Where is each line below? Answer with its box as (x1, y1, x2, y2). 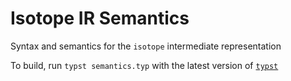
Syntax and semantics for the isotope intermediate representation (10, 40, 282, 52)
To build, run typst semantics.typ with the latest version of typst (10, 59, 279, 71)
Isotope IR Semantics (10, 7, 190, 30)
